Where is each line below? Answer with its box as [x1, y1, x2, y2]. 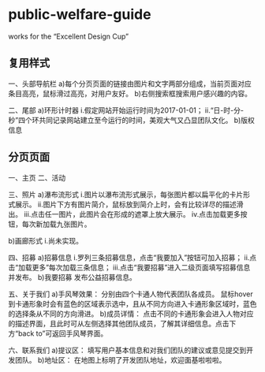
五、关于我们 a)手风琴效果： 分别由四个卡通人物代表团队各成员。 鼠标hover [8, 289, 254, 299]
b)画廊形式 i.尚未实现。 [8, 236, 83, 245]
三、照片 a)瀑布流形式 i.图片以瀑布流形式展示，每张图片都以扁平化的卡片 [8, 189, 244, 199]
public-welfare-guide [8, 6, 151, 24]
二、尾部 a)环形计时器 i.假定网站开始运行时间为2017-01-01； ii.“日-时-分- [8, 105, 244, 115]
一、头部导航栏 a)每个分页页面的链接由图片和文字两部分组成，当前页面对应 [8, 79, 252, 88]
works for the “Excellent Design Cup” [8, 32, 129, 41]
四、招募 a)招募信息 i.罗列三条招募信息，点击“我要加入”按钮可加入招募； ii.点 [8, 252, 257, 262]
